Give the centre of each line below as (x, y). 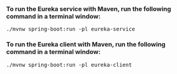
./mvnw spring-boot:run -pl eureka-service (71, 29)
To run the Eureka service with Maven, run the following (89, 9)
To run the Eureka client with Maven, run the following (86, 45)
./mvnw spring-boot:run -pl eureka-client (69, 65)
